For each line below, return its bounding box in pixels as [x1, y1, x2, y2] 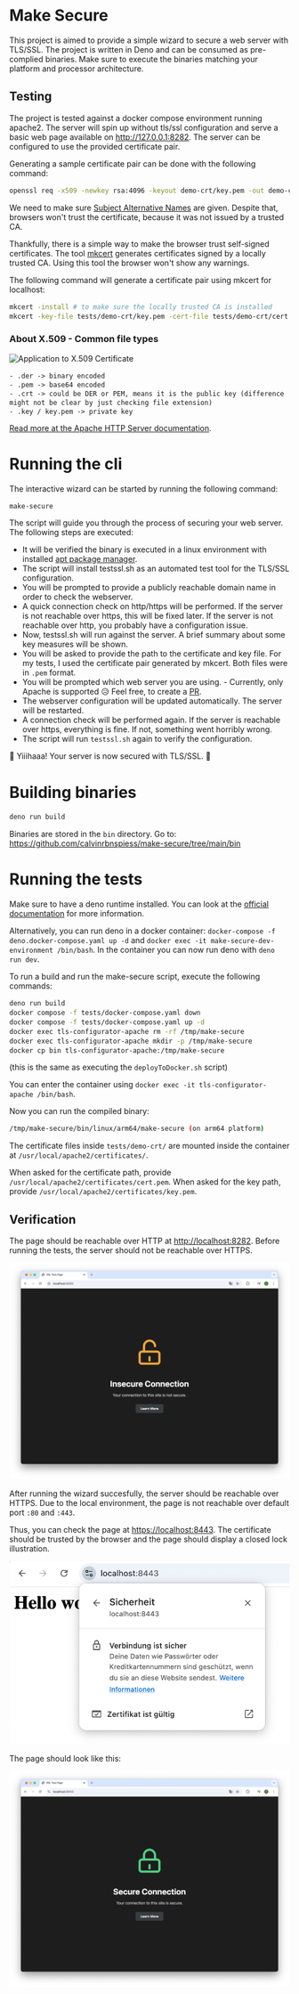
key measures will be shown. [21, 639, 129, 650]
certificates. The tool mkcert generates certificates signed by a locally [9, 248, 267, 258]
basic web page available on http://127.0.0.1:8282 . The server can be [9, 131, 261, 142]
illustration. [9, 1542, 51, 1554]
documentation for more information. [9, 908, 145, 919]
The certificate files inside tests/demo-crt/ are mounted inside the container [9, 1141, 290, 1152]
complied [9, 53, 44, 64]
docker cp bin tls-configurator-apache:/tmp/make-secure [9, 1046, 225, 1055]
